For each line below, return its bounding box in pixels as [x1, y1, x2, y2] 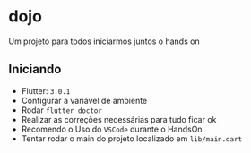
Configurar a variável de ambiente [21, 95, 148, 106]
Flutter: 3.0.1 [21, 85, 71, 96]
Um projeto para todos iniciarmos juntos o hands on [8, 36, 200, 47]
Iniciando [8, 62, 62, 77]
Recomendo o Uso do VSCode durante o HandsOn [21, 123, 203, 134]
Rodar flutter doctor [21, 105, 102, 115]
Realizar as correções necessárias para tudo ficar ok [21, 114, 217, 124]
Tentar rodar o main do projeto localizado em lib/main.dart [21, 132, 243, 144]
